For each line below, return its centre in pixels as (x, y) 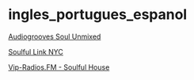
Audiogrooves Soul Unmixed (55, 36)
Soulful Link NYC (36, 51)
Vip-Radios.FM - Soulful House (59, 67)
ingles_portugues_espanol (98, 15)
